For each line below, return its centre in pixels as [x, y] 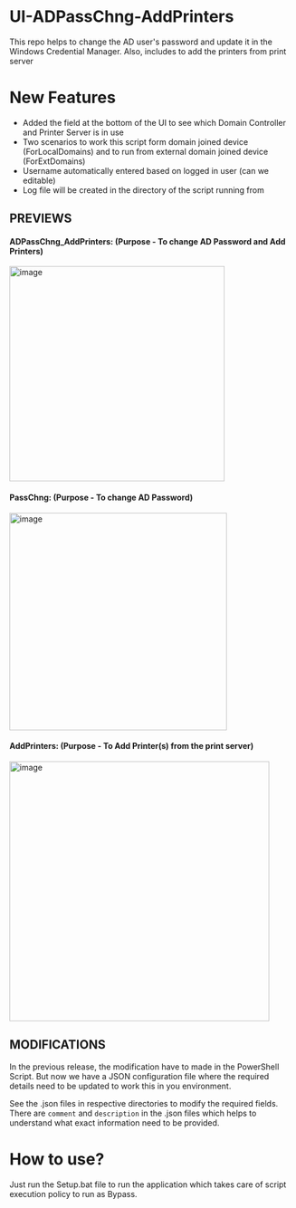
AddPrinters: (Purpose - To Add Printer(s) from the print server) [132, 746]
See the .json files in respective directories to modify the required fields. [144, 1103]
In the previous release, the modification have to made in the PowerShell [144, 1067]
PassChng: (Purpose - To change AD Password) [101, 498]
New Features [62, 98]
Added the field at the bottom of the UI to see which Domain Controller [154, 122]
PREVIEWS [41, 219]
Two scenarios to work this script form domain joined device [135, 141]
